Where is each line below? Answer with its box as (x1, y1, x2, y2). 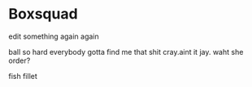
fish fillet (8, 71, 38, 81)
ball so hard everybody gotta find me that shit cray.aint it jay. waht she (8, 47, 244, 56)
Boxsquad (8, 5, 79, 23)
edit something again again (8, 31, 99, 41)
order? (8, 56, 31, 65)
